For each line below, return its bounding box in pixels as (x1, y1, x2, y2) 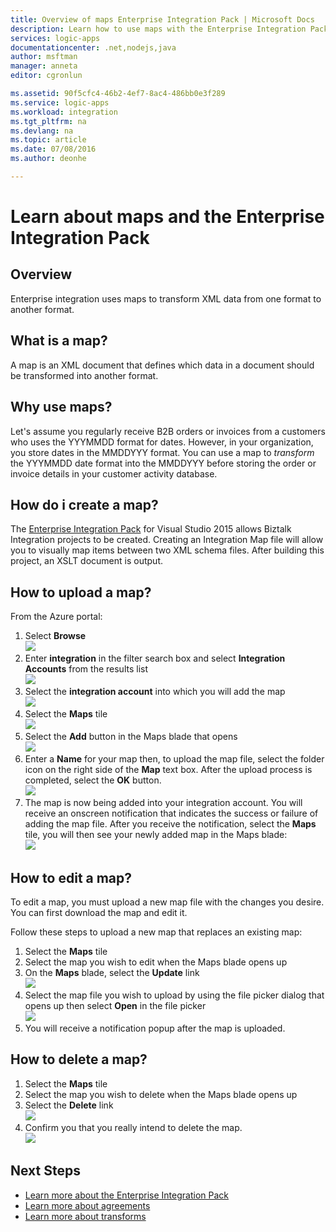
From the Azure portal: (10, 611, 103, 623)
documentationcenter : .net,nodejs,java (10, 42, 177, 53)
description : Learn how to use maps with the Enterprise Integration (10, 24, 307, 34)
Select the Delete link (24, 1099, 114, 1111)
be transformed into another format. (10, 369, 159, 381)
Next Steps (10, 1162, 81, 1180)
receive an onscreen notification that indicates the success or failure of (24, 807, 319, 820)
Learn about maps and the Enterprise (10, 206, 325, 228)
